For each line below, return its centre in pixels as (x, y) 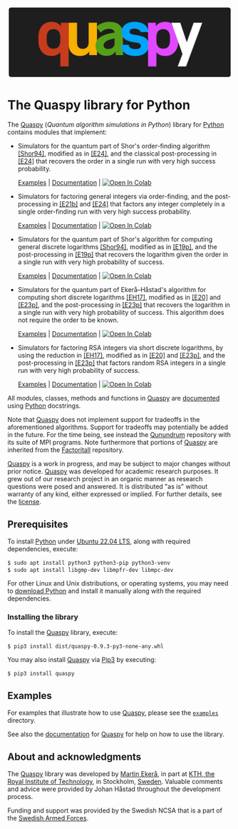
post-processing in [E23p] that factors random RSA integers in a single (121, 363)
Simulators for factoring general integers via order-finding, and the (115, 196)
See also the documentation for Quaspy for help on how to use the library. (116, 734)
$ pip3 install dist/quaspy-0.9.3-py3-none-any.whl (86, 647)
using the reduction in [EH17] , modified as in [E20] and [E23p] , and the (121, 356)
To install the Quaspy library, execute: (63, 633)
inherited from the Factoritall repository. (66, 450)
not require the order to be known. (68, 320)
